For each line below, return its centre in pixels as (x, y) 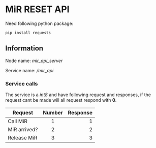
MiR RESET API (37, 9)
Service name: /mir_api (29, 70)
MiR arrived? (23, 130)
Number (53, 113)
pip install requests (28, 33)
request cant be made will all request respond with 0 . (61, 100)
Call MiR (18, 122)
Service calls (22, 83)
